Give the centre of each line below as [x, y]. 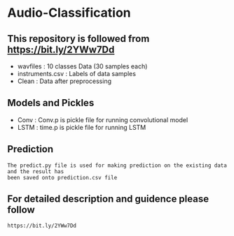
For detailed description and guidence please [108, 199]
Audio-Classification [69, 13]
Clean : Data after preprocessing [64, 81]
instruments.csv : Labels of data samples [77, 74]
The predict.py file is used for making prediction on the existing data [117, 165]
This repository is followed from [78, 39]
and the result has [36, 171]
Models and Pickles [51, 103]
